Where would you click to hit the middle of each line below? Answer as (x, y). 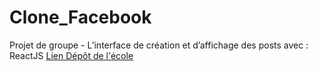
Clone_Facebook (80, 17)
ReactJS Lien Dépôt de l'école (71, 55)
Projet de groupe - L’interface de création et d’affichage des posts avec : (159, 45)
